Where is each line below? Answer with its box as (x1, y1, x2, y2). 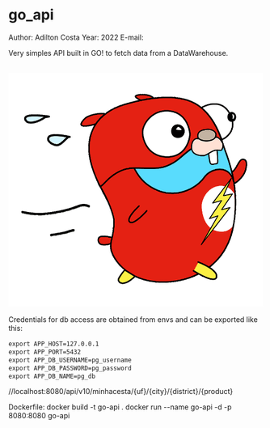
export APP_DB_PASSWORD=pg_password (8, 364, 132, 373)
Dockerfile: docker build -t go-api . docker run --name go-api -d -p (8, 402, 232, 412)
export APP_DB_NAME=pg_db (8, 372, 95, 381)
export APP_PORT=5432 (8, 348, 82, 357)
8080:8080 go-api (8, 411, 70, 421)
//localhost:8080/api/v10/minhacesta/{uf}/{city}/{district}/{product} (8, 387, 234, 396)
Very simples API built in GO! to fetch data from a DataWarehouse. (8, 48, 229, 57)
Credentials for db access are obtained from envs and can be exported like (8, 315, 259, 324)
